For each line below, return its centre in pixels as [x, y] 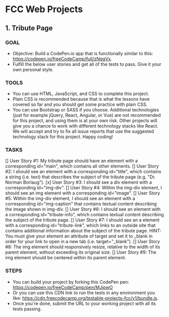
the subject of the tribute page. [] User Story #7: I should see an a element [82, 220]
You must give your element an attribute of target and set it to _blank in [79, 236]
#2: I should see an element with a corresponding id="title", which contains [83, 172]
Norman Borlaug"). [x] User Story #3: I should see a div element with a [79, 182]
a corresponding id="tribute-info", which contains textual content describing [84, 215]
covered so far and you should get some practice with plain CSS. [80, 104]
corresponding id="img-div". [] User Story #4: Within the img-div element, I [84, 188]
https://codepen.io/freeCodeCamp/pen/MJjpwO [63, 287]
